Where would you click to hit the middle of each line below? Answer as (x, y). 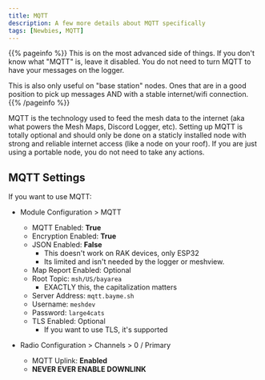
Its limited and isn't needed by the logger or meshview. (134, 262)
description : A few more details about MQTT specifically (107, 23)
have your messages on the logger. (66, 70)
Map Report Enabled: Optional (81, 270)
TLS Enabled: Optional (68, 322)
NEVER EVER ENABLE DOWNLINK (89, 370)
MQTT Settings (47, 177)
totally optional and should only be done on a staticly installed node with (127, 135)
